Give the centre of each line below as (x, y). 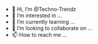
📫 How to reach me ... (39, 35)
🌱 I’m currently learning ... (43, 22)
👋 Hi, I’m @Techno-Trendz (44, 9)
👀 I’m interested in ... (37, 15)
